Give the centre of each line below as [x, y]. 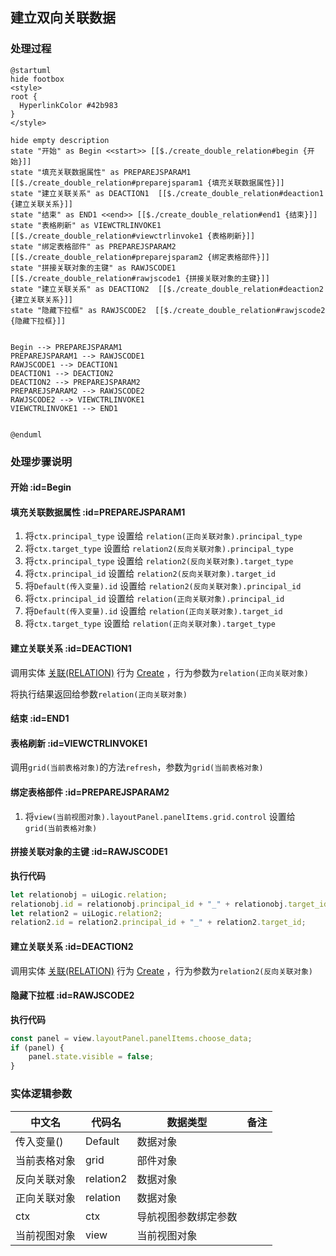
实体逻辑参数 [41, 1094]
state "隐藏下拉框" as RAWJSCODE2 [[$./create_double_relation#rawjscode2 [168, 310]
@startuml [31, 70]
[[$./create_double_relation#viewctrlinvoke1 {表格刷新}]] [133, 236]
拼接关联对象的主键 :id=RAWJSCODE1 [89, 852]
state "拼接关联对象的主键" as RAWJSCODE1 [93, 268]
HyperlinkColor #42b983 [68, 105]
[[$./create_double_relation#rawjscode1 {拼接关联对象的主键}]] [140, 278]
